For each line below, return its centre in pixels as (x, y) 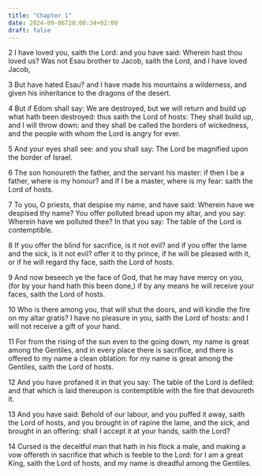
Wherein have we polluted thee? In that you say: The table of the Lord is (125, 221)
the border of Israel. (41, 157)
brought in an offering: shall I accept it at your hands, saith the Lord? (119, 431)
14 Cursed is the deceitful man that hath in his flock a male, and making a (127, 447)
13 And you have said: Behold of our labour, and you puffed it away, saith (127, 414)
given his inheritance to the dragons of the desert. (90, 93)
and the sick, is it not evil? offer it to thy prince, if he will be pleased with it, (129, 254)
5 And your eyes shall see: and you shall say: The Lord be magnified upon (128, 149)
